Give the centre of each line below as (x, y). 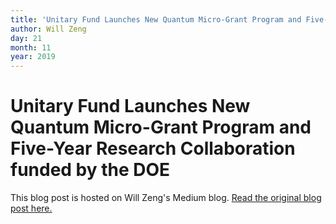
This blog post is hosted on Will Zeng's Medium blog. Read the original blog (166, 198)
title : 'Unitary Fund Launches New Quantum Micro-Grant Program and (156, 19)
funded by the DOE (90, 170)
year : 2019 (33, 57)
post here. (31, 208)
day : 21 (26, 38)
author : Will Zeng (48, 29)
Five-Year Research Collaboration (153, 148)
